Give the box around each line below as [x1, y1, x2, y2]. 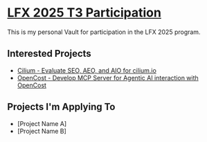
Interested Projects [7, 48, 91, 60]
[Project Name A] [17, 119, 67, 127]
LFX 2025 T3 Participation [7, 5, 161, 21]
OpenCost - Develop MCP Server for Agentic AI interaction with [17, 73, 199, 82]
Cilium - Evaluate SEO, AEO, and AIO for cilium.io [17, 66, 157, 74]
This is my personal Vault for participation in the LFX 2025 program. [7, 28, 201, 36]
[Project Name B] [17, 127, 67, 135]
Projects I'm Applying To [7, 101, 116, 113]
